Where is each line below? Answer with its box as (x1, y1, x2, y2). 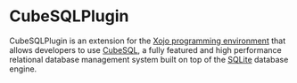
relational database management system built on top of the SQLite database (9, 54, 289, 64)
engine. (9, 64, 37, 74)
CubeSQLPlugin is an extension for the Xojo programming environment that (9, 35, 286, 46)
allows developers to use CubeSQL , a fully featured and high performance (9, 44, 283, 55)
